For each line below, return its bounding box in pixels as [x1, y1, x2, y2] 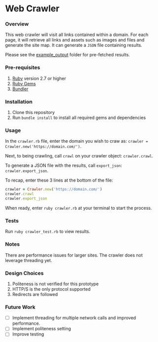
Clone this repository [12, 110, 55, 115]
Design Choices [5, 269, 44, 276]
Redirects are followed [12, 291, 58, 297]
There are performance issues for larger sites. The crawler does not [5, 252, 143, 258]
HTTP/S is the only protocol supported [12, 286, 91, 292]
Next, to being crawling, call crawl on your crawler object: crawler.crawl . [5, 153, 154, 159]
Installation [5, 98, 33, 105]
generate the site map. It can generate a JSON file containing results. [5, 42, 143, 48]
